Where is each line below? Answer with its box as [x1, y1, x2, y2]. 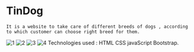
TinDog [6, 4, 44, 18]
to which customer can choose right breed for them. [6, 28, 140, 35]
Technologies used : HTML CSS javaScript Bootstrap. [47, 39, 179, 46]
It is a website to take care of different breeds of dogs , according [6, 24, 188, 30]
